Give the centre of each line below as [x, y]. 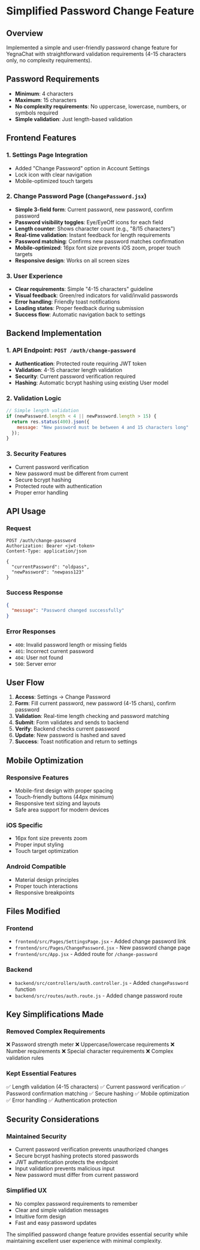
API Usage [26, 511]
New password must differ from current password [77, 1175]
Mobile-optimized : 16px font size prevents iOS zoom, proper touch [98, 248]
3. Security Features [37, 454]
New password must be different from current [72, 473]
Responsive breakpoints [45, 893]
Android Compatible [36, 867]
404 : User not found [39, 657]
